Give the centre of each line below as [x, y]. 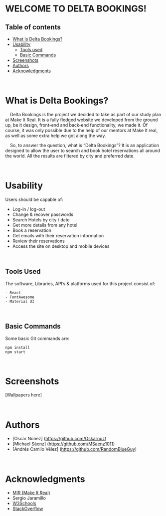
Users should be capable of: [34, 199]
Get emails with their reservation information [58, 235]
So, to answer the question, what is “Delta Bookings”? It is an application [84, 145]
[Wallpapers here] [24, 395]
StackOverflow [28, 509]
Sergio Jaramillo [29, 498]
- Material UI [20, 301]
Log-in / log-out [29, 209]
